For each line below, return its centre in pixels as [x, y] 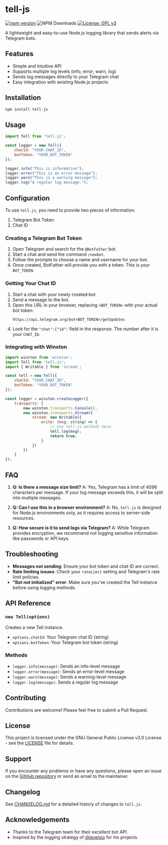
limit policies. [26, 577]
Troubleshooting [32, 554]
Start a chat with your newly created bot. [54, 294]
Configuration [28, 198]
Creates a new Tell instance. [34, 627]
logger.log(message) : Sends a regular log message [65, 682]
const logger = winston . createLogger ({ [47, 399]
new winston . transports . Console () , [60, 408]
